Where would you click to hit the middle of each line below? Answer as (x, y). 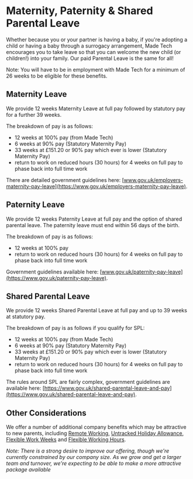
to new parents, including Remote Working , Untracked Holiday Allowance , (95, 433)
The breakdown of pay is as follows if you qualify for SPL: (75, 328)
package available (28, 470)
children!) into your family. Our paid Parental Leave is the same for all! (90, 58)
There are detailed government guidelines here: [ (65, 180)
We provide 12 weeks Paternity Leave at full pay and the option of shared (94, 219)
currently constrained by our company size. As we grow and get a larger (94, 457)
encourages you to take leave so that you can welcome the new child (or (94, 52)
